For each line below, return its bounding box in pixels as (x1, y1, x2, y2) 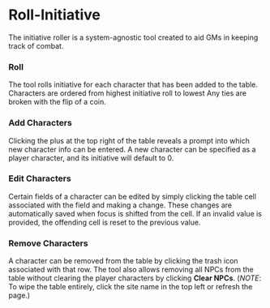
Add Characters (8, 118, 73, 129)
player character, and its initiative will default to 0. (8, 152, 174, 163)
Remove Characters (8, 237, 88, 249)
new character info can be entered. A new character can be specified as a (8, 144, 257, 154)
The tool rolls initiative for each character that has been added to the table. (8, 79, 258, 90)
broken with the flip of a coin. (8, 97, 107, 107)
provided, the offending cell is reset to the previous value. (8, 217, 201, 227)
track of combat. (8, 41, 64, 50)
